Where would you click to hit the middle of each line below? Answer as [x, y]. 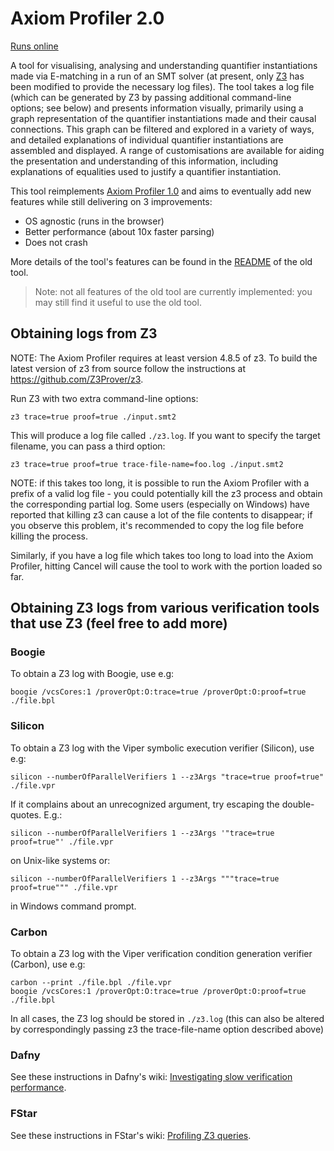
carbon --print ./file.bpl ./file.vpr [91, 983]
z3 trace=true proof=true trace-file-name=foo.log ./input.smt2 [147, 464]
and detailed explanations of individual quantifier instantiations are [147, 139]
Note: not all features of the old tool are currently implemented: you [173, 291]
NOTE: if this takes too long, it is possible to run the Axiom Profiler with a [160, 483]
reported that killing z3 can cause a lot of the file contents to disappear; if [161, 514]
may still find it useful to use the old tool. [118, 302]
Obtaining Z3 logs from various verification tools [165, 608]
